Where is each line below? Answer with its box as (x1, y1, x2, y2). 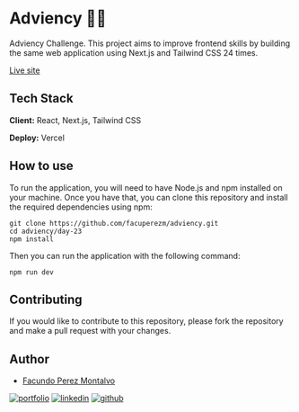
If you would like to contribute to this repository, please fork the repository (9, 316, 285, 327)
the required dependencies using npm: (9, 202, 153, 212)
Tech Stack (9, 91, 74, 106)
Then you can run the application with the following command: (9, 250, 241, 261)
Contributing (9, 291, 83, 307)
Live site (9, 65, 40, 76)
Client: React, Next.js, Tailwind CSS (9, 114, 142, 125)
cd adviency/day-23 (9, 227, 83, 236)
